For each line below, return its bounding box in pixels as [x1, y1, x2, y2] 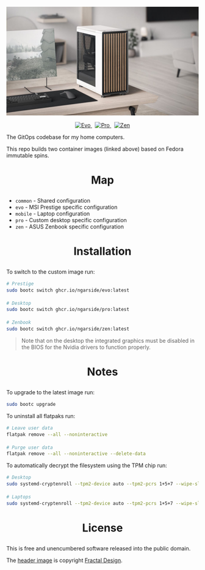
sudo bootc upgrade [6, 402, 56, 408]
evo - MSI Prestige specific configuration [15, 203, 118, 211]
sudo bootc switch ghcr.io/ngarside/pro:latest [6, 307, 130, 313]
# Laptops [6, 493, 32, 500]
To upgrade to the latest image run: [6, 389, 95, 396]
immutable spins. [6, 151, 49, 159]
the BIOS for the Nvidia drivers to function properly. [21, 343, 151, 351]
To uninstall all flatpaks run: [6, 412, 76, 419]
